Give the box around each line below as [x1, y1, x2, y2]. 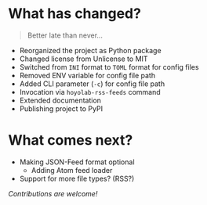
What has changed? [8, 5, 141, 23]
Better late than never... [27, 31, 103, 40]
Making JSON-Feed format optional [19, 157, 135, 167]
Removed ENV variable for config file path [19, 70, 155, 80]
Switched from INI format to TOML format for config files [19, 62, 199, 71]
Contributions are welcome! [8, 189, 98, 198]
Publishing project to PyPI [19, 103, 103, 113]
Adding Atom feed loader [31, 165, 113, 174]
